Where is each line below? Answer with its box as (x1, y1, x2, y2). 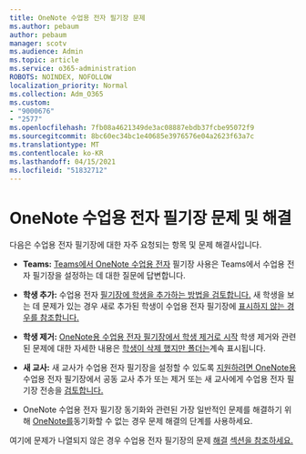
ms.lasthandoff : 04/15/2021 (9, 156, 117, 166)
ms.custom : (9, 97, 51, 107)
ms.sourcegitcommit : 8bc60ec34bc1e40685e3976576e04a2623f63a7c (9, 132, 255, 141)
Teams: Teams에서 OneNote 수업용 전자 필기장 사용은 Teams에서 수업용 (22, 258, 285, 269)
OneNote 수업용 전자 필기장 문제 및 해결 (9, 207, 292, 228)
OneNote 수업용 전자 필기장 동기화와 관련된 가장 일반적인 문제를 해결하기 (22, 404, 282, 415)
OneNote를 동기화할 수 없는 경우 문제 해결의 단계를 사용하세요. (32, 416, 253, 427)
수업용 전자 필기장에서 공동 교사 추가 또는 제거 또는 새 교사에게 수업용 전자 (22, 374, 285, 385)
